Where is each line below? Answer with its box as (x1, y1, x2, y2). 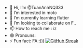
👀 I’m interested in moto (9, 10, 57, 16)
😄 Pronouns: (9, 32, 36, 38)
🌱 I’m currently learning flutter (9, 15, 69, 20)
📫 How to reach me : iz (9, 26, 57, 31)
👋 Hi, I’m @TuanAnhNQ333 (9, 5, 64, 10)
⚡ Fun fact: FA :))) (9, 38, 45, 44)
